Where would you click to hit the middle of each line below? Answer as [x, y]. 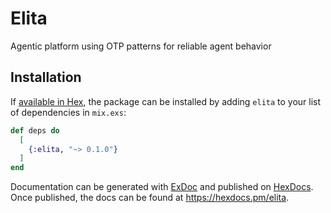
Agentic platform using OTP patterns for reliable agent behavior [141, 46]
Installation [46, 77]
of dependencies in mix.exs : [68, 112]
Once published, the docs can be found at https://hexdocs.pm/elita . [150, 198]
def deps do [35, 130]
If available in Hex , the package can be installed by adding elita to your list [166, 101]
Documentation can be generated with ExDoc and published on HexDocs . [162, 187]
